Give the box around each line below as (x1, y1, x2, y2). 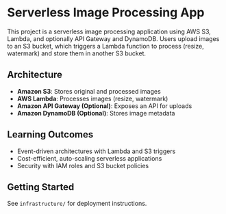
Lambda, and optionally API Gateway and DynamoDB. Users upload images (7, 34, 220, 42)
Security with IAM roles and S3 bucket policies (16, 161, 149, 170)
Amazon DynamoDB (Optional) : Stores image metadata (16, 109, 175, 117)
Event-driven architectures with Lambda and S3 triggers (16, 147, 176, 155)
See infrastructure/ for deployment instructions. (7, 200, 147, 208)
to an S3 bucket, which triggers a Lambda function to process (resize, (7, 42, 204, 50)
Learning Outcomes (7, 129, 94, 141)
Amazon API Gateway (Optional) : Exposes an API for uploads (16, 101, 192, 110)
